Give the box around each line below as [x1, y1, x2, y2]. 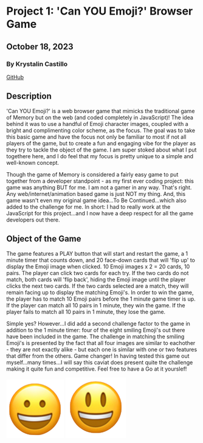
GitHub [6, 73, 24, 80]
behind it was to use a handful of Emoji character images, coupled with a [6, 120, 188, 127]
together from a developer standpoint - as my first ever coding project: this [6, 177, 194, 184]
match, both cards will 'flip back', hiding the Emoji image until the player [6, 276, 186, 283]
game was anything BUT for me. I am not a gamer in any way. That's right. [6, 184, 192, 191]
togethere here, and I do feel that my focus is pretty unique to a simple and [6, 152, 193, 159]
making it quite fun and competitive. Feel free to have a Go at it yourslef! [6, 365, 187, 372]
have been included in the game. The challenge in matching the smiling [6, 333, 185, 340]
